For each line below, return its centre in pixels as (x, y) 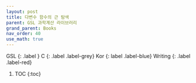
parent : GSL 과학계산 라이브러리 (42, 23)
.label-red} (19, 62)
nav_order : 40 (24, 34)
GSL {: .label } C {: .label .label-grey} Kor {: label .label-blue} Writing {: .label (98, 56)
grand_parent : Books (32, 28)
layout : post (22, 12)
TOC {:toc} (28, 74)
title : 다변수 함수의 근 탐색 (38, 17)
